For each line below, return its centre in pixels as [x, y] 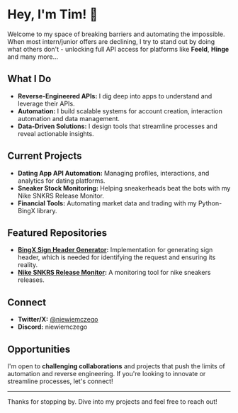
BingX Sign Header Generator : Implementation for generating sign [115, 250]
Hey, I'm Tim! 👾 [52, 15]
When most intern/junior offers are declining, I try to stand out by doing [111, 41]
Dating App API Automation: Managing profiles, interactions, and [113, 173]
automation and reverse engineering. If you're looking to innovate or [107, 374]
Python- [210, 203]
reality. [27, 265]
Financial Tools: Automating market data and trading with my [107, 203]
